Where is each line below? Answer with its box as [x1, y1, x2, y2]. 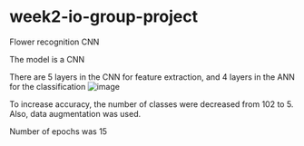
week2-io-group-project [9, 6, 198, 27]
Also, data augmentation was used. [9, 108, 142, 119]
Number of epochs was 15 [9, 125, 107, 137]
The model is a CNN [9, 54, 84, 64]
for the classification [9, 81, 86, 92]
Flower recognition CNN [9, 36, 100, 47]
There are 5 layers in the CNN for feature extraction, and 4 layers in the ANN [9, 71, 295, 83]
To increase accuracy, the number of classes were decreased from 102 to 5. [9, 98, 294, 110]
